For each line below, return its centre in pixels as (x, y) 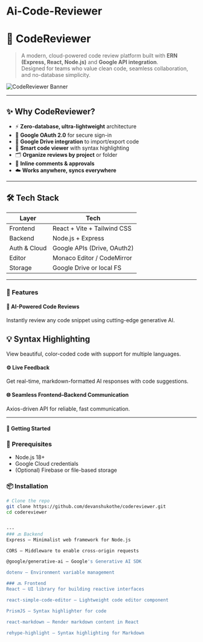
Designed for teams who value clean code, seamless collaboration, (105, 68)
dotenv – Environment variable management (60, 573)
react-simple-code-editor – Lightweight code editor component (88, 600)
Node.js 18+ (30, 457)
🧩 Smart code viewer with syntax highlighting (72, 148)
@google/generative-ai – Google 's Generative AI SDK (74, 561)
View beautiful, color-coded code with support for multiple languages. (94, 354)
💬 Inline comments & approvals (55, 163)
